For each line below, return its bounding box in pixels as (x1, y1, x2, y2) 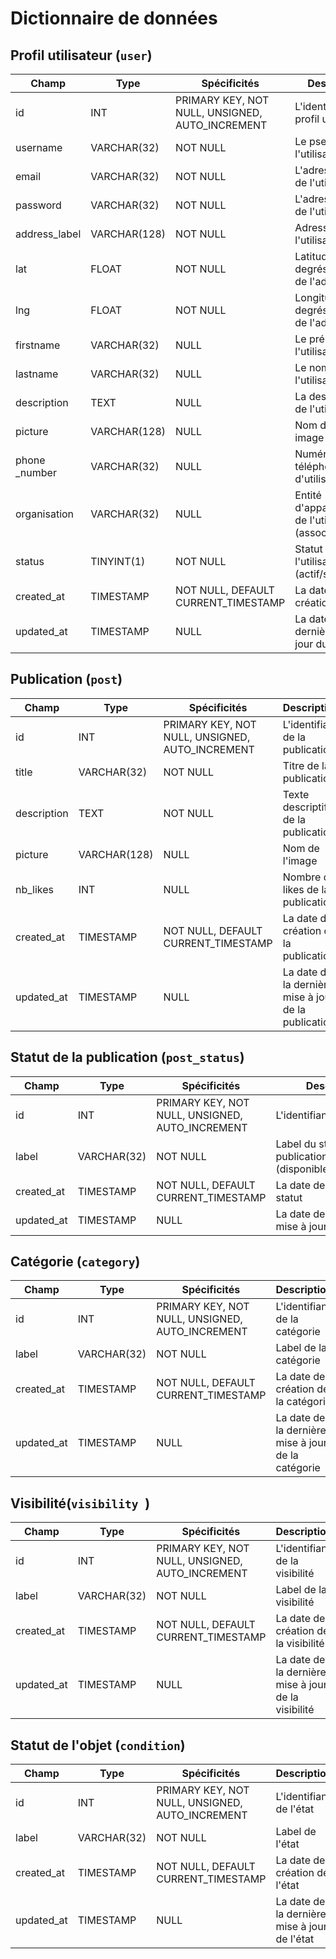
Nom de (282, 841, 320, 855)
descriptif (282, 800, 328, 814)
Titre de (282, 758, 320, 772)
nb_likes (15, 882, 55, 896)
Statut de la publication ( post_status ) (10, 1049, 245, 1066)
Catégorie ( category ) (10, 1253, 141, 1271)
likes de (282, 882, 320, 896)
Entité (294, 488, 322, 502)
